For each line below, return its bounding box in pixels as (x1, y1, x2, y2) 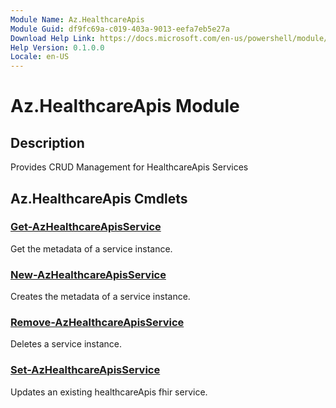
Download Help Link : (10, 33, 97, 43)
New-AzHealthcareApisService (10, 267, 167, 281)
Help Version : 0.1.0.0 (10, 42, 105, 53)
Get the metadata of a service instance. (10, 242, 173, 255)
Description (10, 134, 85, 151)
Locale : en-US (10, 52, 70, 62)
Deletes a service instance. (10, 338, 122, 350)
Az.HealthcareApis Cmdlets (10, 190, 188, 207)
